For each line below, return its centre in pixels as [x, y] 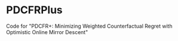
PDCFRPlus [34, 10]
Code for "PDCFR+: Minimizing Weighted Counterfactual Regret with [89, 26]
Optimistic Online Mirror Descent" [47, 32]
